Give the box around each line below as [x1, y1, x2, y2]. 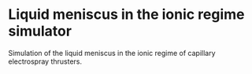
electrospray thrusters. [8, 57, 83, 66]
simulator [8, 22, 72, 40]
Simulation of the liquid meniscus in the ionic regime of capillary [8, 48, 216, 57]
